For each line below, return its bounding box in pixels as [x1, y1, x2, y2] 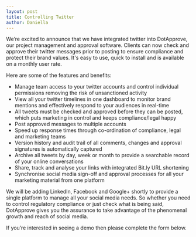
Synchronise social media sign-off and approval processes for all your [14, 171, 184, 178]
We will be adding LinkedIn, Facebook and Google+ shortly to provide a [6, 188, 178, 195]
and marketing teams [14, 133, 66, 140]
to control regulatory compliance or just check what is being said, [6, 201, 164, 208]
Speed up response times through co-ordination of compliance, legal [14, 127, 181, 134]
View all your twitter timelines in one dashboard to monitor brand [14, 96, 171, 103]
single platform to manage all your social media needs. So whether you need [6, 194, 191, 201]
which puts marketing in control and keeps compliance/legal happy [14, 114, 177, 121]
